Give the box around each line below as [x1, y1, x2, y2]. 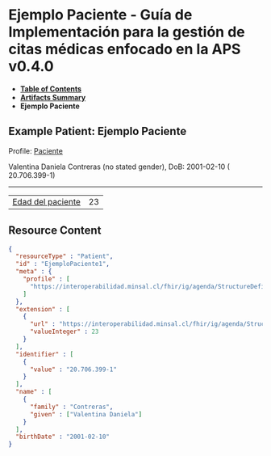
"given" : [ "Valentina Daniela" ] [29, 410, 143, 418]
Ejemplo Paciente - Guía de [8, 6, 193, 24]
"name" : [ [15, 388, 52, 396]
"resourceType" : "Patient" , [15, 252, 114, 260]
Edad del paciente [12, 196, 81, 207]
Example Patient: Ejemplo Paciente [8, 125, 187, 138]
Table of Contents [19, 83, 82, 94]
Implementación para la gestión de [8, 23, 245, 41]
